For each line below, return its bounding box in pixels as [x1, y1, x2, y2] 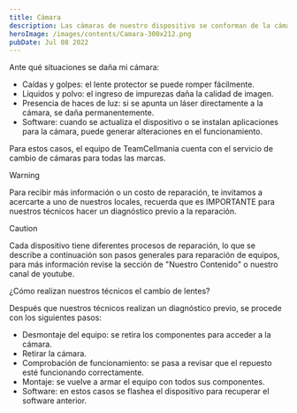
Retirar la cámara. [21, 348, 87, 359]
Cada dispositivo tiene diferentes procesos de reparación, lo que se [9, 240, 256, 251]
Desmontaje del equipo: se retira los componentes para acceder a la [21, 330, 271, 340]
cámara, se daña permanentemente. [21, 107, 155, 118]
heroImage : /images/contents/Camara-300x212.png [9, 29, 192, 38]
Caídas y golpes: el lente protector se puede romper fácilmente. [21, 79, 255, 90]
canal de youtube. [9, 269, 75, 279]
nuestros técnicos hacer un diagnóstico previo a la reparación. [9, 206, 237, 217]
